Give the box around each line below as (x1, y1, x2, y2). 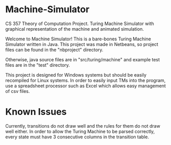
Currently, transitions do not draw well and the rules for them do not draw (5, 123, 160, 129)
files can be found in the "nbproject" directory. (5, 46, 103, 53)
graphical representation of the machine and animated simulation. (5, 26, 144, 32)
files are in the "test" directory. (5, 62, 70, 68)
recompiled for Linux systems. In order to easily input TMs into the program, (5, 77, 166, 83)
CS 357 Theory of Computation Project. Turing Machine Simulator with (5, 20, 155, 27)
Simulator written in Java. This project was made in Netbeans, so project (5, 41, 159, 47)
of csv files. (5, 88, 30, 94)
